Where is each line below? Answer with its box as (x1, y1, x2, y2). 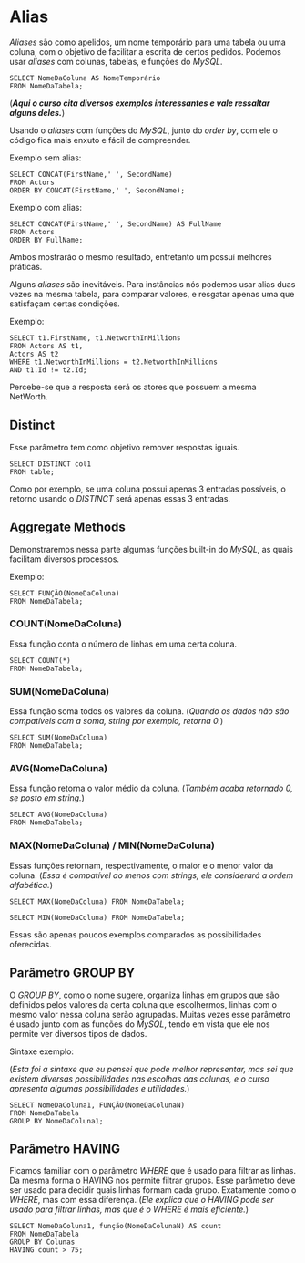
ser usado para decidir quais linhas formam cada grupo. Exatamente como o (9, 1185, 297, 1196)
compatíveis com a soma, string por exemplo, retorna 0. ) (9, 716, 224, 727)
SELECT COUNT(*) (9, 656, 71, 665)
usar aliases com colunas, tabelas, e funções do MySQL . (9, 56, 223, 67)
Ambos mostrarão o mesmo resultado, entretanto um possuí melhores (9, 251, 272, 262)
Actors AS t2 (9, 349, 59, 358)
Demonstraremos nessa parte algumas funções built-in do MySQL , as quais (9, 544, 294, 554)
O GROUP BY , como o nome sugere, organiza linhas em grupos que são (9, 989, 280, 1000)
